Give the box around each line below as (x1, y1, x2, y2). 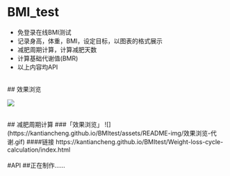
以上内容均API (17, 63, 58, 71)
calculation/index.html (7, 145, 71, 154)
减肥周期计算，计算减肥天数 (17, 45, 97, 54)
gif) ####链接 (15, 137, 54, 146)
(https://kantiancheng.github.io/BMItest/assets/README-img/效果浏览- (7, 129, 211, 137)
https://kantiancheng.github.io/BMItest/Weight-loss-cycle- (55, 137, 224, 146)
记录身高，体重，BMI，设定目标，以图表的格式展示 (17, 36, 163, 45)
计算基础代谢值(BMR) (17, 54, 79, 63)
